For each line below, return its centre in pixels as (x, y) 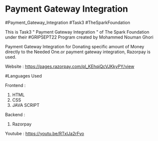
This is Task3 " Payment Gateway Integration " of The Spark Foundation (77, 32)
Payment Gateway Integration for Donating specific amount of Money (75, 46)
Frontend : (15, 85)
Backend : (15, 114)
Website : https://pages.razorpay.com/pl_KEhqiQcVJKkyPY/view (70, 66)
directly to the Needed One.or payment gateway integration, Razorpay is (78, 52)
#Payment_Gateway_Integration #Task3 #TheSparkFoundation (68, 22)
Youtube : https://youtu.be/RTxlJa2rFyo (45, 133)
